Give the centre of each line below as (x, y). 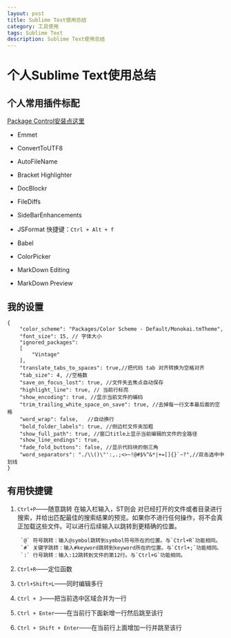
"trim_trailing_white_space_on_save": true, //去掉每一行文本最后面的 (117, 405)
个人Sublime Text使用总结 (82, 76)
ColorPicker (34, 257)
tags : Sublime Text (35, 33)
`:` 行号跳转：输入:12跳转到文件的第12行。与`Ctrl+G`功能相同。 (103, 555)
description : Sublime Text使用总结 (56, 39)
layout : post (26, 13)
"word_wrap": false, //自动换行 (67, 419)
